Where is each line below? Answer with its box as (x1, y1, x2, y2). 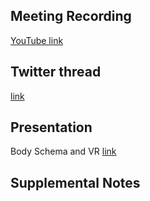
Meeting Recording (10, 8, 132, 25)
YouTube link (10, 34, 64, 46)
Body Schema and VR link (10, 145, 117, 158)
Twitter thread (10, 64, 102, 81)
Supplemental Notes (10, 174, 141, 191)
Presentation (10, 119, 93, 136)
